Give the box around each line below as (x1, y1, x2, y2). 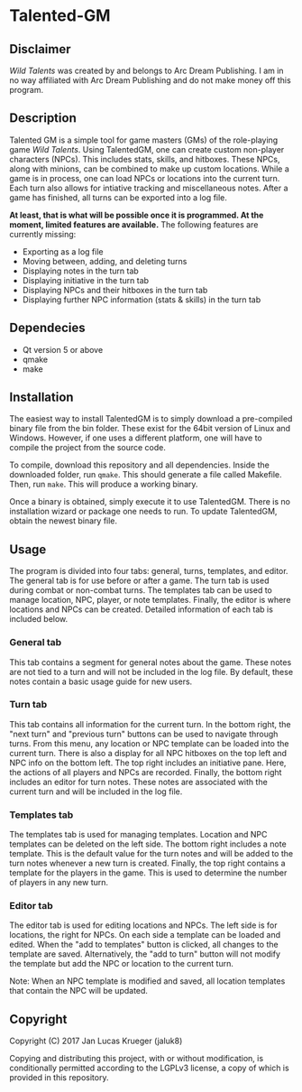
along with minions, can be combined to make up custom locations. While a (9, 163, 290, 174)
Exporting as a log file (22, 245, 104, 257)
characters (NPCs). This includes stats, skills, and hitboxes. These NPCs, (9, 153, 280, 164)
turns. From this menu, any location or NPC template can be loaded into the (9, 737, 289, 749)
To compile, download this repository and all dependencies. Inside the (9, 459, 270, 470)
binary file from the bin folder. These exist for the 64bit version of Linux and (9, 423, 291, 434)
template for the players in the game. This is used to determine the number (9, 867, 288, 878)
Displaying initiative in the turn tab (22, 274, 150, 285)
